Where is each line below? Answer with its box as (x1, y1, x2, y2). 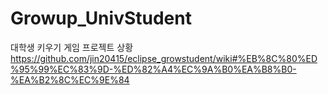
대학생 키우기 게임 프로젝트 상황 (10, 41, 134, 53)
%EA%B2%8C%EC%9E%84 (10, 73, 130, 86)
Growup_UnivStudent (10, 7, 192, 30)
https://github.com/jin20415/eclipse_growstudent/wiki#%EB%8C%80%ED (10, 52, 318, 64)
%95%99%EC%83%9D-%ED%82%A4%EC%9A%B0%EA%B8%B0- (10, 63, 297, 75)
